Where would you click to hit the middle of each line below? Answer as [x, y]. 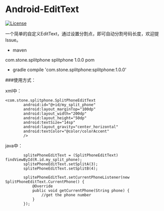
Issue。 [13, 40]
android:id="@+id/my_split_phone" [60, 104]
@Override [42, 186]
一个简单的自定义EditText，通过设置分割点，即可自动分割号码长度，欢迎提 [82, 33]
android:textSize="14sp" [49, 122]
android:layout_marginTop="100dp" [60, 109]
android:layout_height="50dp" [55, 118]
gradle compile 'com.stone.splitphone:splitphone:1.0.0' [69, 70]
